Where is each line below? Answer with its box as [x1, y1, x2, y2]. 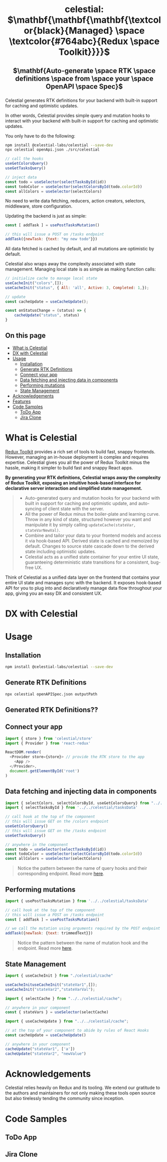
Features [12, 398, 31, 404]
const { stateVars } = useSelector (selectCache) [5, 1010, 109, 1015]
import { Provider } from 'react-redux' [5, 740, 91, 746]
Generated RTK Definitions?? [5, 705, 98, 714]
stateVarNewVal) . [25, 527, 61, 533]
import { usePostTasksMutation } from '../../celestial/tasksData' [5, 898, 149, 904]
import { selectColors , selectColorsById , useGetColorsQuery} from [5, 800, 149, 805]
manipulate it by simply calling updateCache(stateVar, [25, 521, 136, 527]
